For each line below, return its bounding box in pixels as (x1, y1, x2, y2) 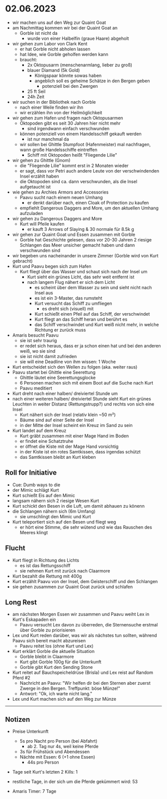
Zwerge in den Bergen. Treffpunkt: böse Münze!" (19, 685, 120, 691)
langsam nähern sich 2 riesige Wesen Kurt (12, 497, 99, 504)
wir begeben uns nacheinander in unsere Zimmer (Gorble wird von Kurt (12, 252, 159, 258)
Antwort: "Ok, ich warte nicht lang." (19, 691, 92, 697)
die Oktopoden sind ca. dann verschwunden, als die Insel (19, 178, 138, 185)
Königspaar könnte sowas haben (34, 72, 102, 78)
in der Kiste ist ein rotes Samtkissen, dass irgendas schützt (19, 448, 141, 454)
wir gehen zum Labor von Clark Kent (12, 40, 88, 46)
